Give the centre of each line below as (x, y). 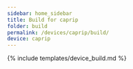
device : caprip (29, 39)
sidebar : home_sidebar (40, 13)
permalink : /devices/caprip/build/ (58, 32)
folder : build (28, 26)
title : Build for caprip (43, 20)
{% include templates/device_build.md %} (67, 58)
